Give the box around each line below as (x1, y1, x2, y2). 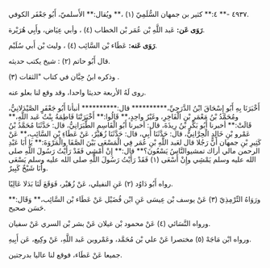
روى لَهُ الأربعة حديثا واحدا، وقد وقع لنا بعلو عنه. (8, 87, 147, 97)
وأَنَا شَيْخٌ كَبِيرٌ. (8, 163, 48, 173)
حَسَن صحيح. (8, 203, 46, 212)
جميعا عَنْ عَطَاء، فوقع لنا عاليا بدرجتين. (8, 250, 123, 259)
